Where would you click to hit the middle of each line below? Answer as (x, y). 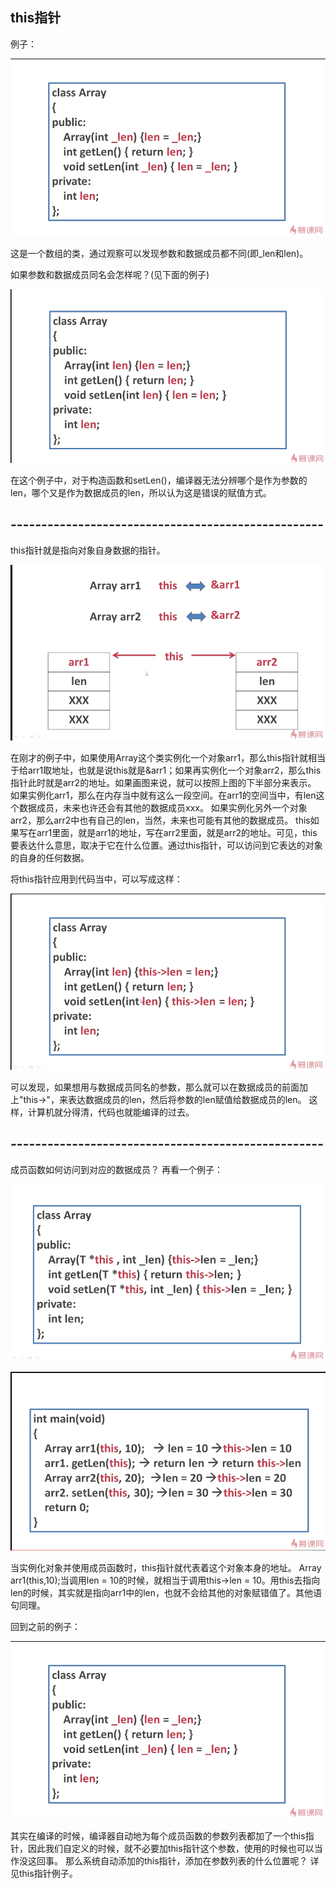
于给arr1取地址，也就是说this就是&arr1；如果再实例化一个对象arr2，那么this (166, 770)
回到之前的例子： (45, 1627)
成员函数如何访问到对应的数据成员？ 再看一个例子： (116, 1169)
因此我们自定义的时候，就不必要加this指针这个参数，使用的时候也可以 (171, 1849)
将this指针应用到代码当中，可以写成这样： (96, 879)
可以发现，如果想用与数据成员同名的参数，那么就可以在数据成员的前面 (155, 1087)
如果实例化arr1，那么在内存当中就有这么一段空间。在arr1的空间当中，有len (163, 795)
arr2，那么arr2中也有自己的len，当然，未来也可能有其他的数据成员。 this (160, 820)
